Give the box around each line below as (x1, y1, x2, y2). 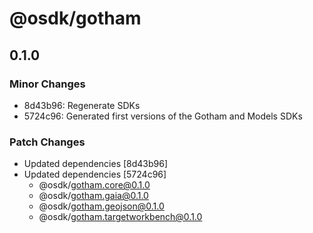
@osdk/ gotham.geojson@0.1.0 (38, 200, 165, 212)
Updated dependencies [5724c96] (23, 168, 167, 181)
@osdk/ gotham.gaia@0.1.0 (38, 190, 149, 202)
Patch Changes (9, 135, 86, 149)
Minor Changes (9, 77, 86, 91)
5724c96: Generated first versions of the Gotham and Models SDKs (23, 110, 303, 122)
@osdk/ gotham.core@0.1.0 (38, 179, 151, 191)
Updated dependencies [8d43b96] (23, 158, 169, 170)
